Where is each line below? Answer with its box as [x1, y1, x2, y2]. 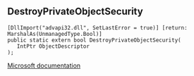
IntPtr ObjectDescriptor [16, 42, 90, 50]
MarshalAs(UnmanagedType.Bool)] [7, 30, 102, 37]
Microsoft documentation [7, 61, 81, 70]
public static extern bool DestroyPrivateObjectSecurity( [7, 37, 181, 44]
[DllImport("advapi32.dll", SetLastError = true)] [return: [7, 24, 188, 31]
